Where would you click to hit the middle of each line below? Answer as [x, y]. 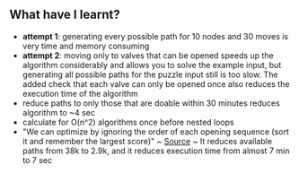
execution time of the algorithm [80, 93]
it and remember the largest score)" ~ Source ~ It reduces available [147, 141]
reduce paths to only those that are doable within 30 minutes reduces [151, 103]
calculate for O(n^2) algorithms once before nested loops [128, 122]
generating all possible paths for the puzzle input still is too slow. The [150, 74]
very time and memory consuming [86, 46]
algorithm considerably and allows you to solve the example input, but [152, 65]
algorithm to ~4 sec [59, 112]
